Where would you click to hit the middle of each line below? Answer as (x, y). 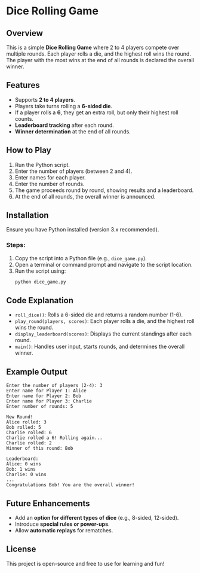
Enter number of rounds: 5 (40, 407)
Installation (27, 216)
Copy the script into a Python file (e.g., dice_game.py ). (81, 258)
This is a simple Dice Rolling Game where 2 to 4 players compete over (93, 47)
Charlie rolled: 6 (29, 433)
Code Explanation (40, 301)
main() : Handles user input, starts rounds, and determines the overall (100, 347)
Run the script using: (40, 271)
